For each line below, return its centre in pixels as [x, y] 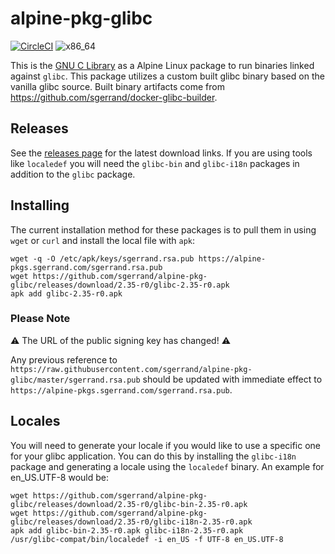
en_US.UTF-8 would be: [60, 477]
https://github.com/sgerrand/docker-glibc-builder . [114, 97]
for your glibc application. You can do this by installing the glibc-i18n [153, 456]
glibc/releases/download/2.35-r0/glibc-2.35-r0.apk [120, 285]
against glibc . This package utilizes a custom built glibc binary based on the [167, 76]
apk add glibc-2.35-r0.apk [66, 293]
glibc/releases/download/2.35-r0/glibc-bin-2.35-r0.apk [129, 504]
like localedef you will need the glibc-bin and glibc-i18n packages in [155, 163]
